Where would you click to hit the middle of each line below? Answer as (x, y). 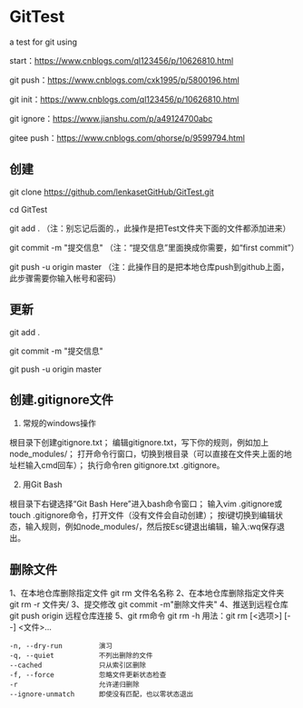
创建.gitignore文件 (62, 399)
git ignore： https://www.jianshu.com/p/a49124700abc (111, 118)
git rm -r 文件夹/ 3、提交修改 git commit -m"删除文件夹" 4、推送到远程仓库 (149, 604)
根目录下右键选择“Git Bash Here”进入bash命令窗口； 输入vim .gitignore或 (146, 504)
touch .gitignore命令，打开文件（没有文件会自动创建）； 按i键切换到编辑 (142, 515)
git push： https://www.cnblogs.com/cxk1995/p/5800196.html (125, 80)
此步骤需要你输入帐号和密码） (65, 278)
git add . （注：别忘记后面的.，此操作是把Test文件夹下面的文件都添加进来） (150, 228)
